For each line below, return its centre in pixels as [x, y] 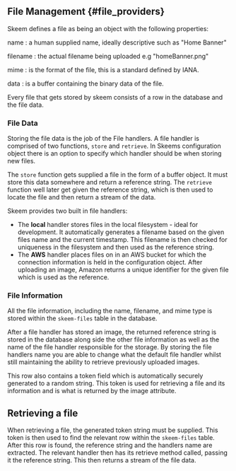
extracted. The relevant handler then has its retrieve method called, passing [117, 453]
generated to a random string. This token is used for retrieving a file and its [116, 383]
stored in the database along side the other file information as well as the [113, 339]
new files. [22, 161]
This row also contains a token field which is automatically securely [105, 376]
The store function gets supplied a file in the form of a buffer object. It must [118, 175]
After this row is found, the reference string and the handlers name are [110, 446]
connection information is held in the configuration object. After [110, 262]
